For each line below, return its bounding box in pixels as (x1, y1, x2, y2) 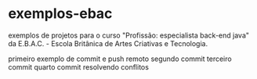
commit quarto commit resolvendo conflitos (8, 62, 149, 71)
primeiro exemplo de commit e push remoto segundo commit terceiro (8, 54, 233, 63)
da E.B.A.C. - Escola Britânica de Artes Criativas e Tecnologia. (8, 38, 208, 48)
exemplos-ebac (8, 5, 113, 23)
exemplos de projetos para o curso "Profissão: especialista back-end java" (8, 31, 249, 40)
